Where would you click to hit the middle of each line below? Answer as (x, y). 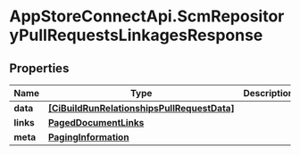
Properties (39, 68)
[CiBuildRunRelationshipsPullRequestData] (141, 108)
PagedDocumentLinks (96, 122)
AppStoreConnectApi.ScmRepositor (147, 16)
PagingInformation (88, 137)
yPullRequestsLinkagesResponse (136, 35)
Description (269, 93)
